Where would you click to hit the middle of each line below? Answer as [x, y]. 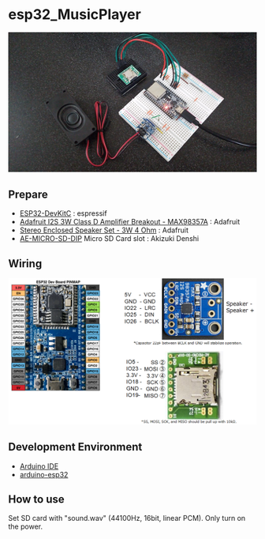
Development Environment [75, 447]
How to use [36, 499]
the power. [26, 526]
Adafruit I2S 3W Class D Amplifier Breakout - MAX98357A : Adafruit [130, 222]
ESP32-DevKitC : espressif [63, 213]
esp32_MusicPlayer [75, 15]
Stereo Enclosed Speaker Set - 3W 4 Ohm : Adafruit [104, 230]
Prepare [28, 194]
